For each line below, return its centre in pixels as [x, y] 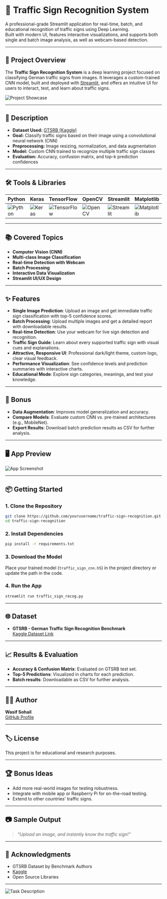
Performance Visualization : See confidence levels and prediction [80, 364]
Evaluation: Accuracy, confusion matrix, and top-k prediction [75, 156]
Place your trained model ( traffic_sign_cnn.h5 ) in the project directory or [81, 568]
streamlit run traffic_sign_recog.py [44, 596]
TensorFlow [63, 199]
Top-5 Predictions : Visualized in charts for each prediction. [73, 674]
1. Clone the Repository [34, 506]
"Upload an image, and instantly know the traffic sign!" [74, 834]
